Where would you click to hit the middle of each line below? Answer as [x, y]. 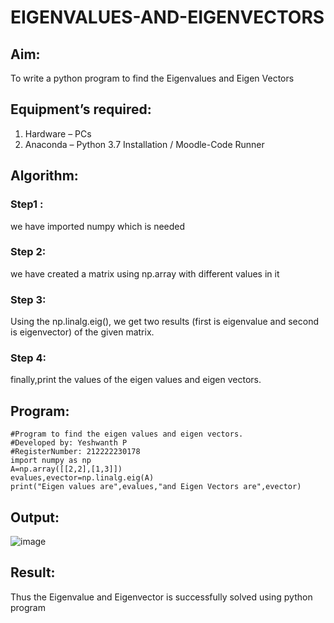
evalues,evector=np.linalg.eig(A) [82, 478]
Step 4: [28, 358]
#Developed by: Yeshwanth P [69, 443]
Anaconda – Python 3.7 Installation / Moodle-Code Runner [144, 144]
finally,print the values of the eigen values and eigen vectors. [136, 380]
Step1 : [27, 204]
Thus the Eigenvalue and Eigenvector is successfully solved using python [161, 597]
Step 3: [28, 299]
